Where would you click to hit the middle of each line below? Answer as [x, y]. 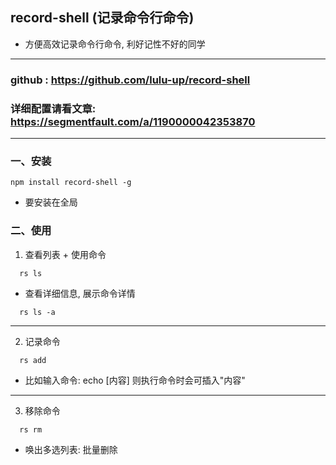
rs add [33, 360]
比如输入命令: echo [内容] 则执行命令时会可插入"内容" [135, 380]
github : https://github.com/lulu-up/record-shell [130, 80]
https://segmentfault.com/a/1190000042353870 [133, 121]
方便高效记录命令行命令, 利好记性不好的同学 [115, 44]
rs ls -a [37, 312]
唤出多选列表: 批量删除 [71, 449]
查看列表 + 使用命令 [65, 254]
